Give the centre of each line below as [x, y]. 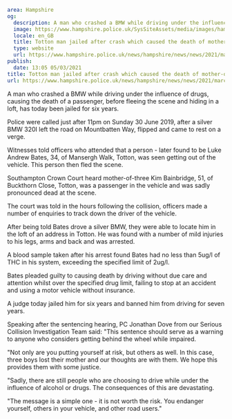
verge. [16, 136]
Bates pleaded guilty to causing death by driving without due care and [107, 275]
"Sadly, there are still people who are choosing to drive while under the [108, 380]
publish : [20, 61]
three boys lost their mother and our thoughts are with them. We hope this [112, 360]
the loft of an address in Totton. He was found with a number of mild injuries [115, 234]
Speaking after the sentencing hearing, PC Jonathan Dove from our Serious [115, 324]
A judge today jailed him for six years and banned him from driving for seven [116, 303]
